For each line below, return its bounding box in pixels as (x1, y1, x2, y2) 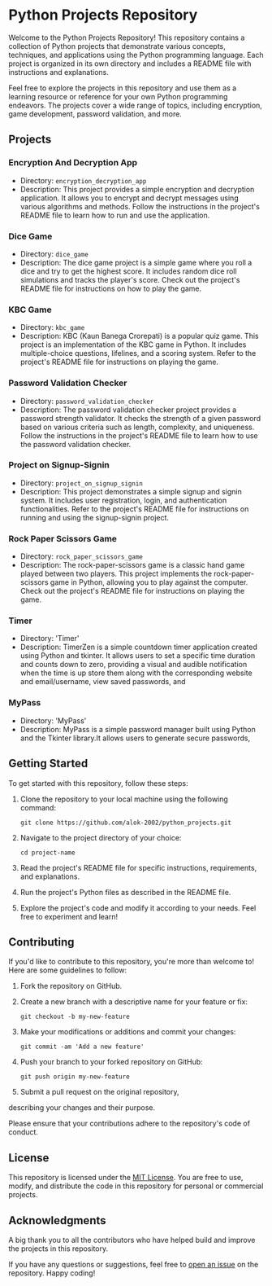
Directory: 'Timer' (19, 634, 80, 643)
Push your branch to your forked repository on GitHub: (19, 1057, 203, 1067)
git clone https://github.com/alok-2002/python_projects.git (19, 819, 232, 827)
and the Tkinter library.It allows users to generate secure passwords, (19, 733, 250, 743)
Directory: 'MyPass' (19, 715, 87, 726)
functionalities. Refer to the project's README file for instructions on (19, 503, 249, 514)
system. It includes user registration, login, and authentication (19, 495, 227, 505)
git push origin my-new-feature (19, 1073, 130, 1081)
